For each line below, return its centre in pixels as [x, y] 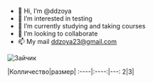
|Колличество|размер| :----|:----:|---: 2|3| [71, 72]
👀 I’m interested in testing [55, 18]
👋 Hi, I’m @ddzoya [44, 11]
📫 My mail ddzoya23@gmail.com [67, 41]
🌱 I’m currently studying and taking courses [81, 26]
